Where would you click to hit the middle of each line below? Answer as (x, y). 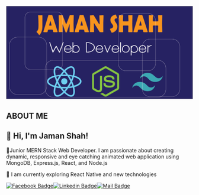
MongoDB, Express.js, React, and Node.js (57, 162)
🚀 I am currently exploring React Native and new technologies (81, 174)
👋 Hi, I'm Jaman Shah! (47, 136)
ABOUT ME (27, 116)
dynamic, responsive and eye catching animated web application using (93, 157)
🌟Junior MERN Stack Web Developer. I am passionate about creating (90, 150)
